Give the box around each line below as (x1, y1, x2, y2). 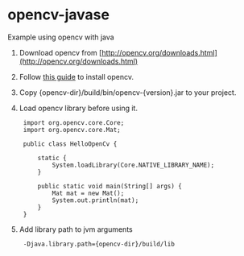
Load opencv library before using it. (19, 103, 139, 113)
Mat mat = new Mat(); (52, 189, 125, 197)
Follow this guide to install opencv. (19, 72, 134, 81)
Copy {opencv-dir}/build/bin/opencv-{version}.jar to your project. (19, 87, 237, 97)
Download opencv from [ (19, 47, 102, 57)
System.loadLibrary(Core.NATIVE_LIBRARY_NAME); (52, 161, 215, 169)
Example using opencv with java (7, 32, 114, 42)
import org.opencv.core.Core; (23, 118, 125, 126)
